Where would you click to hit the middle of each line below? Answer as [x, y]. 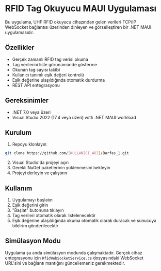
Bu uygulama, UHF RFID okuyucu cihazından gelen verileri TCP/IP [71, 22]
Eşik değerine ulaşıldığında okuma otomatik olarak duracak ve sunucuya [84, 221]
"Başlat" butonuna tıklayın [38, 210]
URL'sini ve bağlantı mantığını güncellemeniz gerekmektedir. [65, 263]
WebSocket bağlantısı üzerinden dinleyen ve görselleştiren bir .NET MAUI [78, 27]
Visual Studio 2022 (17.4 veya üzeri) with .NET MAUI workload [74, 117]
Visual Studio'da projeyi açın [40, 163]
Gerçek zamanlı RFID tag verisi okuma [50, 59]
